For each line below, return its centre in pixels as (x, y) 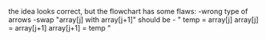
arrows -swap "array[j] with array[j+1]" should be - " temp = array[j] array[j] (133, 20)
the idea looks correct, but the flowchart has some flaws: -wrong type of (128, 11)
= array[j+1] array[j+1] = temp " (60, 28)
